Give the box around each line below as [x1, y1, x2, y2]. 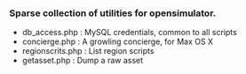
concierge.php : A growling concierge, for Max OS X [21, 36, 214, 47]
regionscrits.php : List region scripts [21, 46, 155, 56]
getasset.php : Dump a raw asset [21, 55, 144, 66]
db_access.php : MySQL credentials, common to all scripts [21, 27, 237, 38]
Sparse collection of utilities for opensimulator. [9, 7, 217, 19]
